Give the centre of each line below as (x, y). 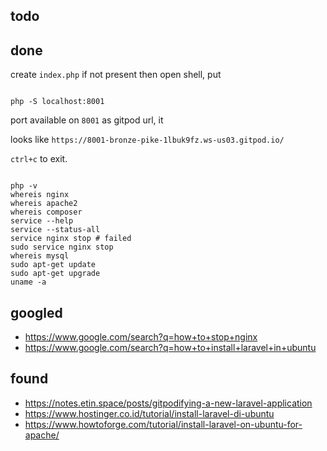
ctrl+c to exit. (39, 159)
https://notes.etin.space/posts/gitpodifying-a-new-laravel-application (168, 403)
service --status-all (55, 230)
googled (36, 312)
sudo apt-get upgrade (55, 274)
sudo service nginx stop (62, 247)
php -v (24, 186)
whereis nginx (40, 195)
